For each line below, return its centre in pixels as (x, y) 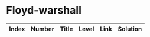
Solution (130, 29)
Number (43, 29)
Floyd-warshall (44, 10)
